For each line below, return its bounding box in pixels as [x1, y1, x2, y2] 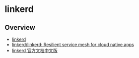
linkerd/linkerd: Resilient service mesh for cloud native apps [11, 42, 135, 48]
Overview [4, 23, 36, 32]
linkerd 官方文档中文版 [11, 48, 58, 53]
